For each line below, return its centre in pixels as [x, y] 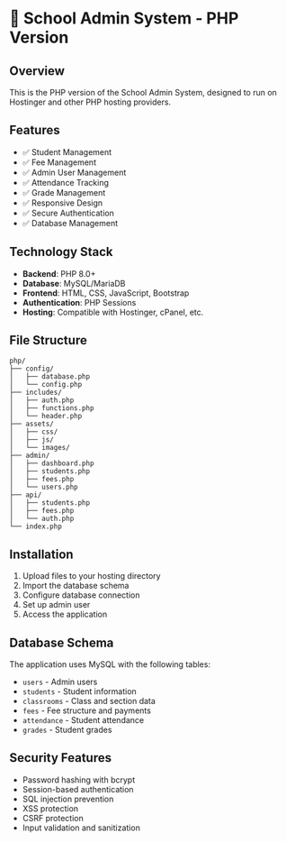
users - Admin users [60, 682]
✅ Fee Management [59, 162]
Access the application [65, 614]
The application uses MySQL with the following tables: [110, 664]
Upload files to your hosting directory [91, 576]
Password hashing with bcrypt [79, 780]
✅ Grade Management [64, 192]
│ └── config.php [46, 385]
